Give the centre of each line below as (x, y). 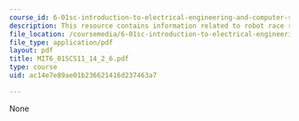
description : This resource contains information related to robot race (147, 26)
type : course (33, 68)
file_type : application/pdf (61, 42)
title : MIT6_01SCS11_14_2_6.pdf (69, 59)
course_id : (29, 17)
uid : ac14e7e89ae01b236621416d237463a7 (83, 76)
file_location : (37, 34)
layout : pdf (31, 51)
